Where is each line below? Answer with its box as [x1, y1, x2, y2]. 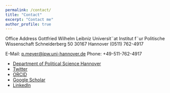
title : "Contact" [5, 12, 42, 17]
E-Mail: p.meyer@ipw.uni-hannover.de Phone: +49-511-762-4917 [5, 51, 142, 57]
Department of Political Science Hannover [12, 60, 101, 67]
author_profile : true [5, 21, 52, 27]
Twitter [12, 66, 28, 72]
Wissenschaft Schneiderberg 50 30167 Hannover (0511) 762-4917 [5, 41, 144, 47]
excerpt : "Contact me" [5, 17, 54, 22]
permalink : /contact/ [5, 7, 52, 13]
